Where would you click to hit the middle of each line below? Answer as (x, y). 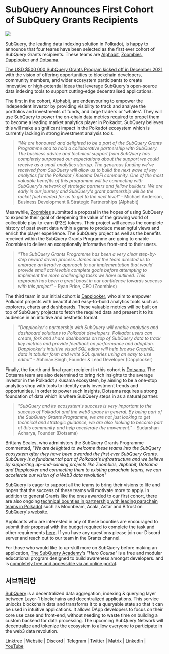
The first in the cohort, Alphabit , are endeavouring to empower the (74, 101)
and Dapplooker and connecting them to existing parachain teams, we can (83, 470)
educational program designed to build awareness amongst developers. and (84, 558)
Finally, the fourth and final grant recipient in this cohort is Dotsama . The (80, 369)
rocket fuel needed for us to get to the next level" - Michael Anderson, (90, 196)
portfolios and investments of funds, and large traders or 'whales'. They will (84, 111)
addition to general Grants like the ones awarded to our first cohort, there (81, 496)
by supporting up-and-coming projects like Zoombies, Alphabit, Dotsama (81, 464)
